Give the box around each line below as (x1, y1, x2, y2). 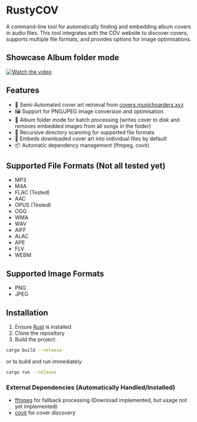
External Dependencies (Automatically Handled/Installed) (6, 383, 176, 391)
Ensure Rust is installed (14, 324, 72, 330)
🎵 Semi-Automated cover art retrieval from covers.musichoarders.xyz (14, 101, 184, 108)
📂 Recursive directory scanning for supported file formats (14, 128, 155, 136)
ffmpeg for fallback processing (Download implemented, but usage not (14, 397, 188, 404)
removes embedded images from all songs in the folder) (14, 122, 152, 130)
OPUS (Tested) (14, 202, 51, 209)
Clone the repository (14, 329, 65, 337)
